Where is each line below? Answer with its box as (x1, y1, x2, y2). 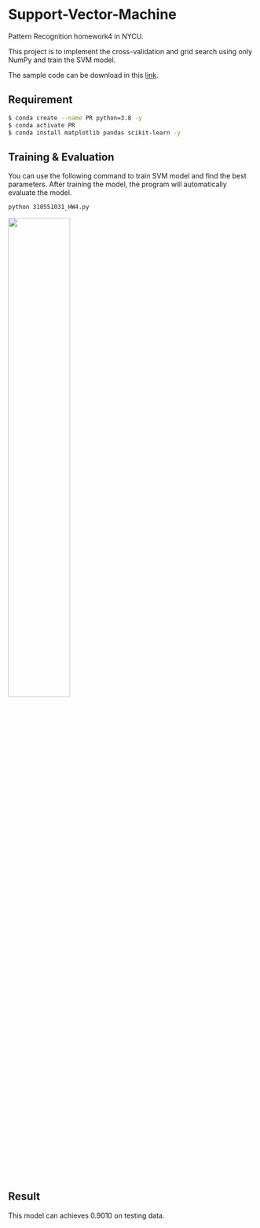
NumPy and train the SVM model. (8, 55, 116, 64)
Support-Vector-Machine (8, 6, 177, 24)
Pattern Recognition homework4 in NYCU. (8, 31, 144, 41)
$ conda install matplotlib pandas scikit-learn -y (8, 128, 181, 137)
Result (8, 1189, 41, 1204)
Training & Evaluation (8, 150, 115, 164)
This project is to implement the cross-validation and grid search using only (8, 46, 253, 56)
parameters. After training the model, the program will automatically (8, 179, 228, 189)
